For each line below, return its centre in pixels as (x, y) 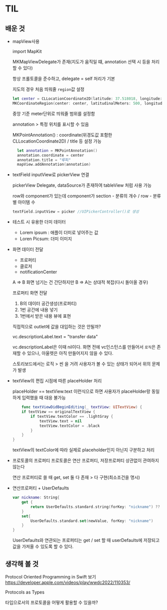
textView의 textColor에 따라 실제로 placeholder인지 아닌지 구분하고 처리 (83, 450)
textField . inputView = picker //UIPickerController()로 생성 (76, 212)
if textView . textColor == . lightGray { (72, 416)
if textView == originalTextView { (59, 412)
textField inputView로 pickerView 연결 (51, 175)
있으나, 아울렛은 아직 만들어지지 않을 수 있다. (70, 353)
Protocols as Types (25, 592)
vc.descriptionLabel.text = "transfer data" (55, 337)
